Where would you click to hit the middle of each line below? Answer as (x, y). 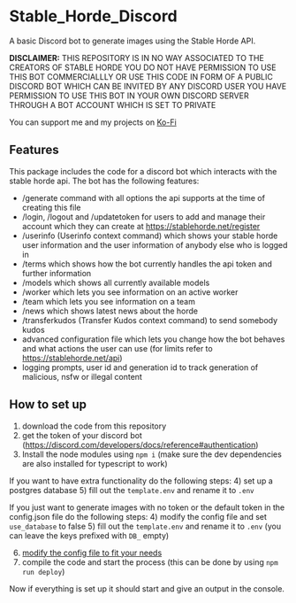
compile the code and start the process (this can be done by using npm (150, 562)
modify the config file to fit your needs (92, 553)
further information (57, 273)
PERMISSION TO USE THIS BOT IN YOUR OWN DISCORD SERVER (129, 96)
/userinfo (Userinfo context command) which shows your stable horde (150, 236)
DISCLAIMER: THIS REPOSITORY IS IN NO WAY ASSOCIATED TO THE (137, 58)
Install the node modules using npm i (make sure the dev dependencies (152, 454)
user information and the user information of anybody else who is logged (155, 244)
